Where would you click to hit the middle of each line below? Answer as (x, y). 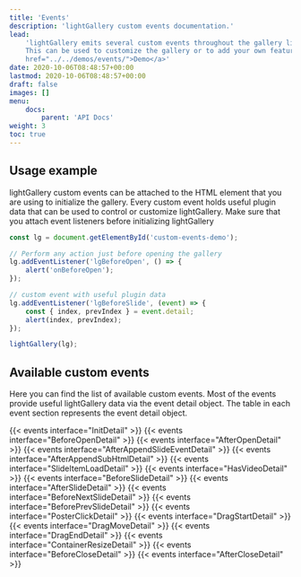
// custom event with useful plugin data (88, 295)
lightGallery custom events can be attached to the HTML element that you (146, 192)
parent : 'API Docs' (78, 118)
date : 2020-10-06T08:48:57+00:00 (72, 68)
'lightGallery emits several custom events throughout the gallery (154, 43)
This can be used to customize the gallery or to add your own (146, 51)
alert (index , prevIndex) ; (74, 319)
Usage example (54, 171)
